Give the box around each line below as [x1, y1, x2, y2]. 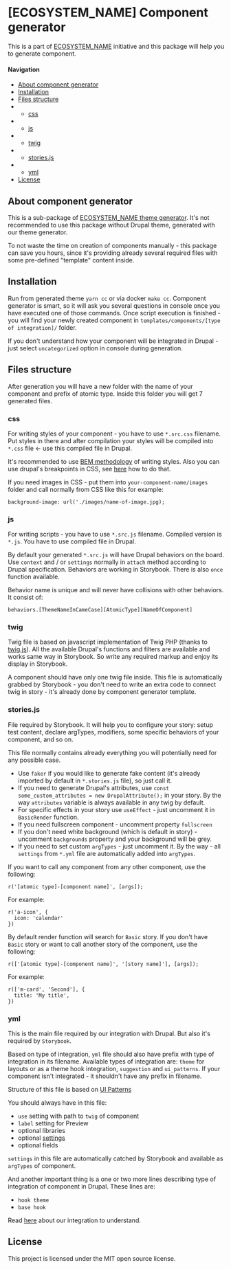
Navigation [8, 65, 40, 74]
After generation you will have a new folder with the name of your [8, 382, 193, 390]
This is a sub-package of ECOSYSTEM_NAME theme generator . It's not [8, 213, 210, 221]
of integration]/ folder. [8, 323, 78, 331]
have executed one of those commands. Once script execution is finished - [8, 308, 221, 317]
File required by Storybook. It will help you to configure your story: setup [8, 720, 214, 729]
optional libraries [17, 1127, 66, 1135]
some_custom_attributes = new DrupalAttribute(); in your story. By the [17, 791, 222, 799]
